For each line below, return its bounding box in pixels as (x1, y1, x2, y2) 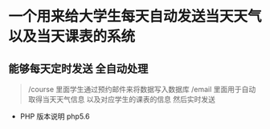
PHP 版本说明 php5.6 (19, 111, 90, 121)
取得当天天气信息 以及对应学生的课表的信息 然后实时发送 (27, 95, 215, 104)
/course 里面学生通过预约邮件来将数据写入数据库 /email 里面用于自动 (27, 85, 256, 94)
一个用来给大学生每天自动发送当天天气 (8, 7, 263, 26)
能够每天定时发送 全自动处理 (8, 62, 149, 75)
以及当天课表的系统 (8, 27, 136, 46)
